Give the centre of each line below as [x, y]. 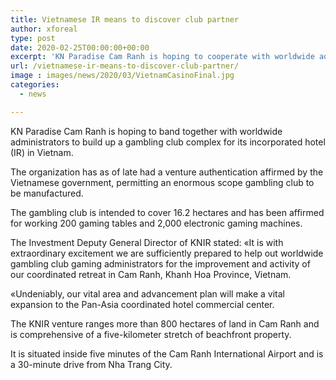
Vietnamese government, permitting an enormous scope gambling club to [162, 182]
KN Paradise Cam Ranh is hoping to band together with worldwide [146, 131]
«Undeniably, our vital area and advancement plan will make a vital [147, 293]
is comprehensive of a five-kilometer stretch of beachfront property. [151, 334]
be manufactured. [47, 193]
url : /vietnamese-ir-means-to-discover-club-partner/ [125, 66]
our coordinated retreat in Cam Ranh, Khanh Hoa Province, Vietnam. [151, 274]
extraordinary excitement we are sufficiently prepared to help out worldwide [167, 253]
